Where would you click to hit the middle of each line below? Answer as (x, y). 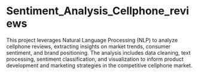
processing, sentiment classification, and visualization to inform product (95, 59)
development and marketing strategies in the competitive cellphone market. (99, 65)
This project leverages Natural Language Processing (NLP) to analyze (92, 40)
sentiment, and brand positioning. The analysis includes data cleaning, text (98, 52)
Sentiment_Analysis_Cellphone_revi (98, 11)
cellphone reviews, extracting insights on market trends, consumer (89, 46)
